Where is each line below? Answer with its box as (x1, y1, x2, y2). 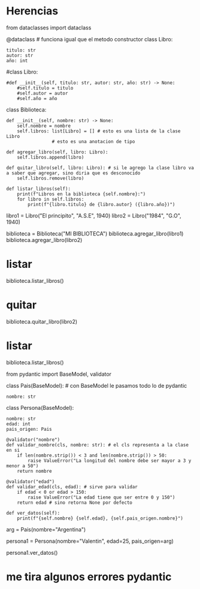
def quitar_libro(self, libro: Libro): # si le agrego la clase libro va (6, 165, 195, 171)
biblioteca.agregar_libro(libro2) (6, 236, 83, 243)
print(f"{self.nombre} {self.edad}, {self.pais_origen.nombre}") (17, 515, 184, 521)
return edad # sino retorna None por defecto (17, 499, 133, 506)
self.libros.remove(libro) (17, 175, 84, 181)
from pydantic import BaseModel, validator (6, 370, 112, 377)
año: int (6, 58, 28, 64)
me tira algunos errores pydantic (6, 570, 172, 584)
